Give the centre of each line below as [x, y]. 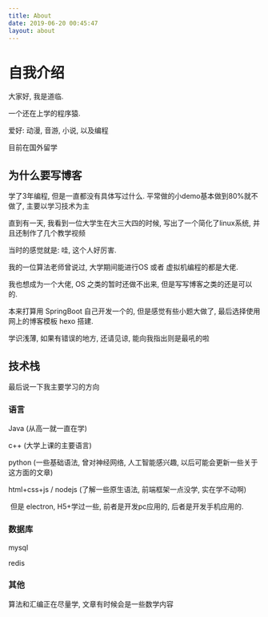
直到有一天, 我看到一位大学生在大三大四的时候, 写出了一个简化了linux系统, [130, 223]
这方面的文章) [31, 473]
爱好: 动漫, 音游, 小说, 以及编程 [58, 131]
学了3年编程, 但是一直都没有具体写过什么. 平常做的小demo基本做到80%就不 [133, 196]
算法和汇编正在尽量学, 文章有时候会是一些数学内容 [91, 604]
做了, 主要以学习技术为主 [49, 206]
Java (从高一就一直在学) [48, 429]
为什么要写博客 [45, 175]
